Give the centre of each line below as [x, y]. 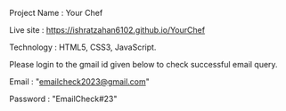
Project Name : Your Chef [56, 13]
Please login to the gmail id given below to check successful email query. [143, 64]
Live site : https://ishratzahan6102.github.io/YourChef [107, 30]
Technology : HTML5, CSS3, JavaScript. [83, 47]
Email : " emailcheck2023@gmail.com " [79, 82]
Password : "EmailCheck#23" [63, 99]
